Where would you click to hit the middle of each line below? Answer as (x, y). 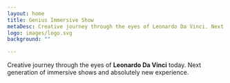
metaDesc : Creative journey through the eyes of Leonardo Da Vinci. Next (116, 26)
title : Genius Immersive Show (51, 20)
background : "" (29, 39)
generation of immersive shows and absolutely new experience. (98, 73)
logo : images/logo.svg (40, 33)
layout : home (26, 13)
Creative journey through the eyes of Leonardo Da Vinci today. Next (104, 65)
